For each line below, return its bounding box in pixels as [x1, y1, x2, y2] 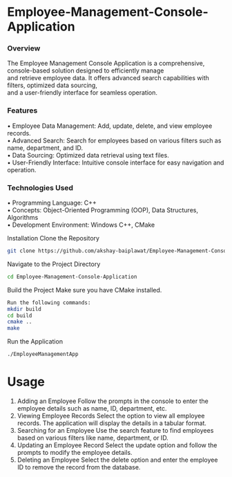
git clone [7, 247, 36, 254]
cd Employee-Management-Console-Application [7, 273, 137, 280]
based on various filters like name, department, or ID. [17, 433, 169, 442]
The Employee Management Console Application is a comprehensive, [7, 59, 205, 68]
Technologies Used [7, 183, 74, 192]
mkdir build [7, 306, 41, 312]
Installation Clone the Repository [7, 234, 100, 243]
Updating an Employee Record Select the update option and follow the [17, 441, 217, 449]
